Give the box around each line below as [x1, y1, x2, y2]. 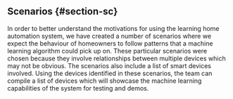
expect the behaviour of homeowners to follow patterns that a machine [7, 39, 213, 48]
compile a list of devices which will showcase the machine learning [7, 77, 202, 85]
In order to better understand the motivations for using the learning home [7, 24, 220, 32]
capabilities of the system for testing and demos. [7, 84, 149, 92]
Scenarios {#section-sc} [7, 6, 118, 18]
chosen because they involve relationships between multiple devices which [7, 54, 227, 62]
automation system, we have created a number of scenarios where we [7, 32, 212, 40]
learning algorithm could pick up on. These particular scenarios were [7, 46, 208, 55]
